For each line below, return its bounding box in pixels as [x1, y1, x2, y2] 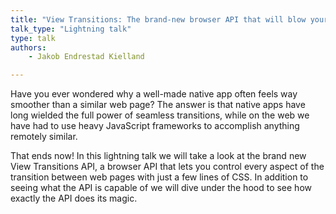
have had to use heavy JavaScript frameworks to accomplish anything [10, 120, 300, 132]
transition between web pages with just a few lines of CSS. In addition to [10, 171, 309, 183]
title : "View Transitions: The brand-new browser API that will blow [10, 14, 307, 25]
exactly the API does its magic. [10, 192, 138, 205]
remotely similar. [10, 131, 78, 143]
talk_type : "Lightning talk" [10, 24, 132, 34]
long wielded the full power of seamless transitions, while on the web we [10, 109, 310, 121]
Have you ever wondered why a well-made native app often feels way [10, 88, 298, 100]
